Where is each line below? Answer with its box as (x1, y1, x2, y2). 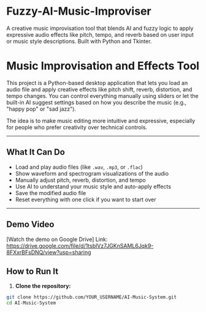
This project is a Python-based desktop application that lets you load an (6, 79, 188, 86)
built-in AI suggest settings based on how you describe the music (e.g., (6, 98, 187, 106)
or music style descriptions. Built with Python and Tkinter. (6, 37, 152, 45)
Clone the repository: (15, 283, 71, 290)
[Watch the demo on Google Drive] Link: (6, 236, 108, 243)
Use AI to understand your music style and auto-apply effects (15, 182, 172, 190)
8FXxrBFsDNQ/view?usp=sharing (6, 248, 91, 256)
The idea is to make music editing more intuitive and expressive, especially (6, 117, 196, 124)
